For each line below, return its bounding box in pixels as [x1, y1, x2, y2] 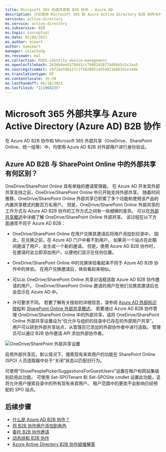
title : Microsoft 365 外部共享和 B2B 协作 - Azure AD [5, 7, 113, 12]
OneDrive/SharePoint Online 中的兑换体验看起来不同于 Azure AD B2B [12, 260, 153, 266]
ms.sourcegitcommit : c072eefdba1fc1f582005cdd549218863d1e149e [5, 67, 138, 72]
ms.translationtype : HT [5, 72, 54, 77]
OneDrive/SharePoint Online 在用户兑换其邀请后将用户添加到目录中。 [12, 231, 153, 237]
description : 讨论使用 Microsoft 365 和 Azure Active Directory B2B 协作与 [5, 12, 159, 17]
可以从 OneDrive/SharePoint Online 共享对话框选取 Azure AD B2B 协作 [12, 276, 156, 282]
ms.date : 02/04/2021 [5, 35, 48, 40]
